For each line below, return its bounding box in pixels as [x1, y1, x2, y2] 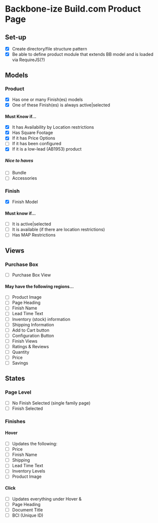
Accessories [12, 175, 37, 181]
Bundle [12, 170, 27, 176]
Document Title [12, 506, 43, 513]
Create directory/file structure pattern [12, 46, 87, 51]
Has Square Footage [12, 130, 53, 135]
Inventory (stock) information [12, 316, 70, 322]
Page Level [5, 389, 32, 396]
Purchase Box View [12, 272, 51, 278]
